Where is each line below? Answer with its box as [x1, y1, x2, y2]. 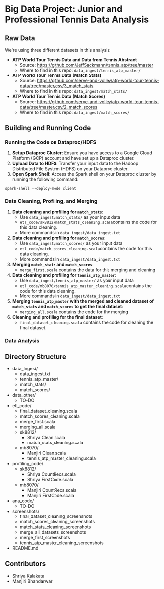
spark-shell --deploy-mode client [5, 186, 77, 191]
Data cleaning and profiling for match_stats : [12, 209, 104, 215]
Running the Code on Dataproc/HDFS [5, 139, 97, 146]
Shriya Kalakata [12, 573, 45, 579]
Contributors [5, 560, 46, 568]
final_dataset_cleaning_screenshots [19, 513, 93, 519]
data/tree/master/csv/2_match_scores [19, 104, 98, 110]
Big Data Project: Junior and [5, 3, 123, 15]
